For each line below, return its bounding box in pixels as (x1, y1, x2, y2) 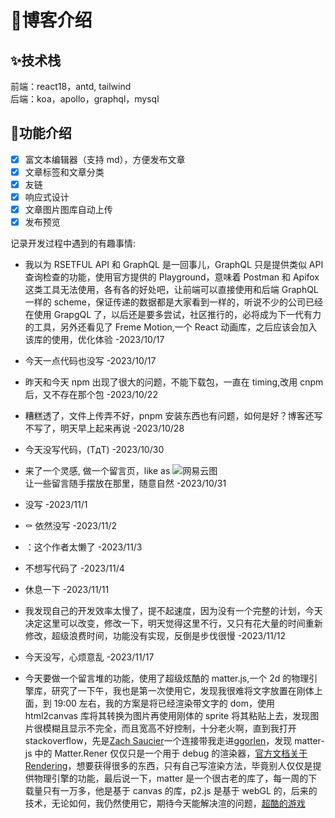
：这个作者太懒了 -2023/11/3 (24, 541, 143, 553)
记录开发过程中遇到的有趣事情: (10, 237, 137, 250)
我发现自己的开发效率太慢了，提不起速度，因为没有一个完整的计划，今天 (24, 605, 323, 617)
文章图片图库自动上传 (24, 204, 113, 216)
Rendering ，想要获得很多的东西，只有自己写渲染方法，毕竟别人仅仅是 (24, 760, 313, 772)
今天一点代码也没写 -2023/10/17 (24, 355, 157, 367)
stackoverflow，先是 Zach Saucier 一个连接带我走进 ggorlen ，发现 (24, 735, 293, 747)
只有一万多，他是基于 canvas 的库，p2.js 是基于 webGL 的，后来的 (42, 785, 318, 797)
